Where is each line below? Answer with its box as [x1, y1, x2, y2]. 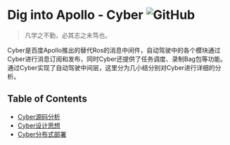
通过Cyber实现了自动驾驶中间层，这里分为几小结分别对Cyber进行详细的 [7, 63, 216, 71]
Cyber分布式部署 [17, 130, 67, 138]
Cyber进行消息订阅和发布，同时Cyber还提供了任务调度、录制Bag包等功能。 [7, 55, 226, 63]
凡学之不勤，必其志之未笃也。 [24, 31, 111, 39]
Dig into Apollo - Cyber [7, 7, 143, 23]
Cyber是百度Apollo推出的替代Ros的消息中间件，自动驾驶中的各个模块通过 [7, 46, 221, 54]
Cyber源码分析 [17, 112, 60, 120]
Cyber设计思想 [17, 121, 60, 130]
